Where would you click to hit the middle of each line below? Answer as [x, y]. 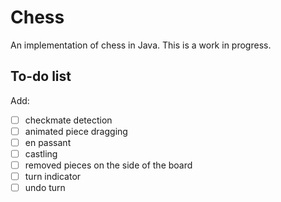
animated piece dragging [76, 131]
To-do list [41, 76]
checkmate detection [68, 120]
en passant [48, 142]
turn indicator [53, 177]
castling [41, 153]
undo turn [45, 188]
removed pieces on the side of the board [108, 165]
